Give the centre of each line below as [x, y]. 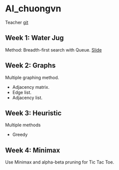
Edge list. [22, 92]
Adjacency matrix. [31, 87]
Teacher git [17, 22]
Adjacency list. [28, 98]
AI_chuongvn [33, 9]
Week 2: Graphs [30, 66]
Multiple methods [23, 125]
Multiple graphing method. [32, 77]
